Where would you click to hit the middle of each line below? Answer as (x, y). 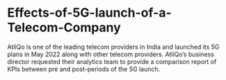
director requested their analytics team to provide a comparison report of (112, 61)
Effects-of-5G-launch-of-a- (89, 13)
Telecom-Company (64, 27)
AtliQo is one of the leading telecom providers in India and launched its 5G (113, 47)
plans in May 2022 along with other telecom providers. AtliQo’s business (111, 54)
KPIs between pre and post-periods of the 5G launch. (84, 69)
